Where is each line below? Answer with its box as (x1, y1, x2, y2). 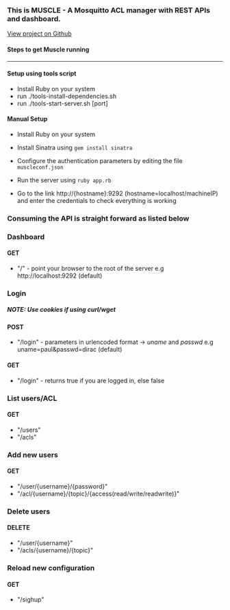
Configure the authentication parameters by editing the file (16, 156, 183, 164)
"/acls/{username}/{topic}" (16, 546, 94, 554)
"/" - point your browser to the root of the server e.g (16, 264, 164, 272)
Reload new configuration (7, 563, 95, 572)
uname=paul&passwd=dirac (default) (16, 345, 123, 354)
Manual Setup (7, 115, 48, 123)
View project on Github (7, 29, 72, 38)
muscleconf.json (16, 164, 64, 171)
